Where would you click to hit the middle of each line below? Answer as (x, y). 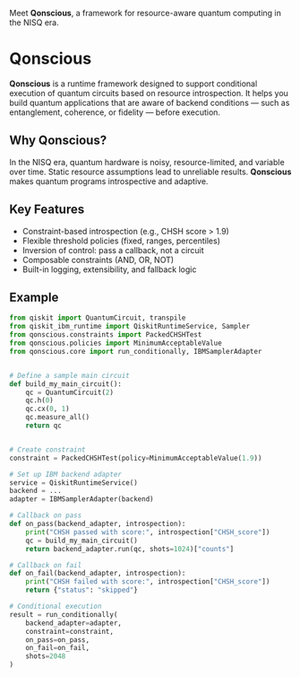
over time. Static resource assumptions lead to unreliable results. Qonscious (150, 171)
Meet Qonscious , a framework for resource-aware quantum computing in (146, 13)
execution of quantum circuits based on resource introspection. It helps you (149, 92)
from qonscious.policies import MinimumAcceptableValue (116, 343)
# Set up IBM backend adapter (66, 474)
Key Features (47, 210)
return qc (44, 426)
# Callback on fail (46, 565)
